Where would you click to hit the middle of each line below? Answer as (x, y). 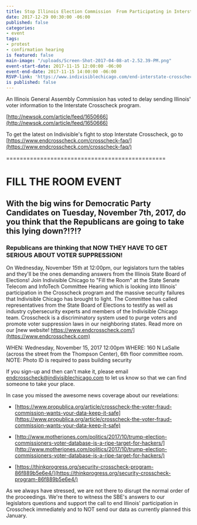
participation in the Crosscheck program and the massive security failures (95, 292)
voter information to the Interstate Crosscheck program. (74, 105)
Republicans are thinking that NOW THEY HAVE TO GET (87, 248)
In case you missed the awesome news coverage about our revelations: (93, 395)
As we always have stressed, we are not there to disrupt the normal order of (98, 490)
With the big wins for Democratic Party (79, 203)
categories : (21, 28)
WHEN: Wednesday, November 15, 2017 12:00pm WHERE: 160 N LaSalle (93, 347)
